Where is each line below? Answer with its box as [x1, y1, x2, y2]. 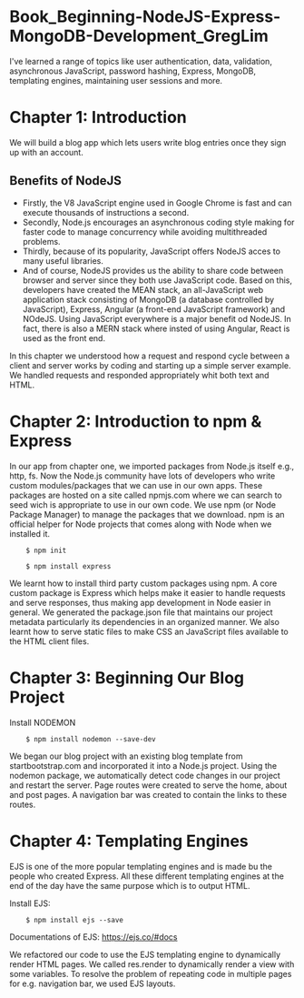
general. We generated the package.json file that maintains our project [9, 607, 274, 618]
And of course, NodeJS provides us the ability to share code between [22, 265, 284, 276]
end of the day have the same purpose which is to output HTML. [9, 880, 250, 891]
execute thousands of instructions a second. [22, 207, 190, 217]
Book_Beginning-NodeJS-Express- [9, 6, 281, 27]
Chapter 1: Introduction [9, 107, 188, 128]
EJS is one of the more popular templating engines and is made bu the [9, 861, 272, 872]
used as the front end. [22, 332, 106, 343]
